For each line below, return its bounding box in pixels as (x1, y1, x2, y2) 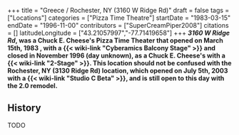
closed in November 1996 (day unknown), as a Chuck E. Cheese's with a (7, 51, 226, 60)
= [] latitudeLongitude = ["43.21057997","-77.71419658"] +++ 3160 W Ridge (7, 28, 230, 37)
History (7, 102, 41, 114)
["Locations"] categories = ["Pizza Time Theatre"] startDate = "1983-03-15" (7, 13, 230, 22)
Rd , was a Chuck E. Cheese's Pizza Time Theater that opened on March (7, 36, 223, 45)
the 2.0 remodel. (7, 82, 59, 90)
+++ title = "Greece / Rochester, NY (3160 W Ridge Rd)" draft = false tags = (7, 6, 230, 14)
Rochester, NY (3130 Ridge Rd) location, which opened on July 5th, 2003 (7, 67, 228, 75)
